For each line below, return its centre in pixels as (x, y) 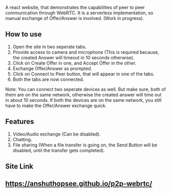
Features (20, 122)
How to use (23, 35)
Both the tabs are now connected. (48, 79)
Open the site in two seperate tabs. (50, 47)
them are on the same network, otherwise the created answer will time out (83, 95)
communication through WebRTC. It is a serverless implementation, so (79, 13)
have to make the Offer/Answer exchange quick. (56, 105)
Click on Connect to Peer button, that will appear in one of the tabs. (83, 74)
